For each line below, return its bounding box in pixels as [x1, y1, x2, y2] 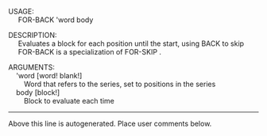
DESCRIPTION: [8, 31, 57, 40]
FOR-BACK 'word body [17, 15, 94, 25]
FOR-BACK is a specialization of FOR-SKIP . [17, 47, 161, 56]
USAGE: [8, 7, 34, 16]
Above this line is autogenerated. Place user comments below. [8, 119, 212, 128]
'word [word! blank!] [15, 71, 83, 80]
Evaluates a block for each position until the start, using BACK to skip [17, 39, 245, 48]
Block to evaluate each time [23, 96, 115, 105]
